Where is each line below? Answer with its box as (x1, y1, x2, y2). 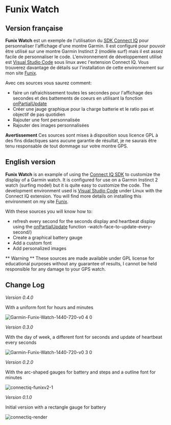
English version (5, 158, 56, 166)
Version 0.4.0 (5, 294, 34, 301)
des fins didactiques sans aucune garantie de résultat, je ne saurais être (5, 138, 157, 143)
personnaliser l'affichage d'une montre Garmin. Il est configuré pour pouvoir (5, 43, 166, 49)
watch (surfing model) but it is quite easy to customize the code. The (5, 182, 151, 188)
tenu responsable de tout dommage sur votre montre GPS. (5, 143, 129, 149)
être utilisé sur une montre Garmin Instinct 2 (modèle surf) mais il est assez (5, 48, 163, 54)
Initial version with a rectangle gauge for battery (5, 404, 106, 410)
